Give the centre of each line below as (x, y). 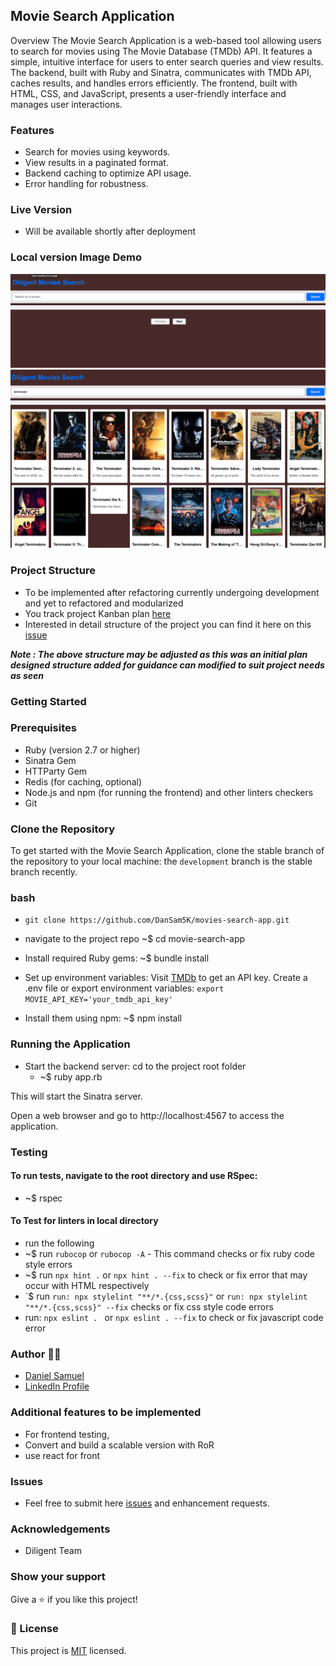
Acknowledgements (60, 1529)
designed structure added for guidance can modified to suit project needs (167, 665)
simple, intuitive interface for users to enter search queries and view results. (167, 61)
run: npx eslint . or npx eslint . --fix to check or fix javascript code (174, 1318)
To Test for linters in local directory (84, 1221)
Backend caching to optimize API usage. (108, 173)
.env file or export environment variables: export (124, 988)
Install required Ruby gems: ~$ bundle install (117, 958)
